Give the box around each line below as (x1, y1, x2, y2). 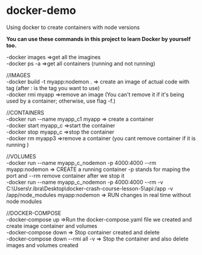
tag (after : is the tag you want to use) (6, 84, 100, 91)
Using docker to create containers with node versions (6, 24, 140, 31)
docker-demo (6, 4, 77, 18)
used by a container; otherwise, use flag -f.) (6, 97, 116, 105)
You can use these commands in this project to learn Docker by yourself (6, 35, 191, 42)
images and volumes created (6, 241, 79, 248)
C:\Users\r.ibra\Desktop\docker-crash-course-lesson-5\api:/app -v (6, 185, 174, 192)
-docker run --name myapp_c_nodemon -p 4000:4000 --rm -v (6, 178, 163, 186)
